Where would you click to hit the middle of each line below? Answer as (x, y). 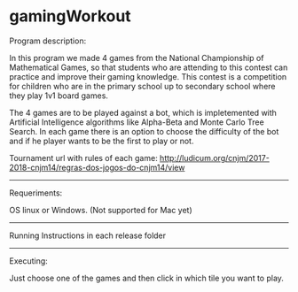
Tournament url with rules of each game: (83, 158)
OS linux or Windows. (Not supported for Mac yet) (101, 210)
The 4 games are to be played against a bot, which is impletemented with (143, 112)
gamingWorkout (70, 16)
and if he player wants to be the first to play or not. (102, 141)
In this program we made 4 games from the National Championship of (137, 58)
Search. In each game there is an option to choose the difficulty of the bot (144, 131)
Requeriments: (36, 193)
